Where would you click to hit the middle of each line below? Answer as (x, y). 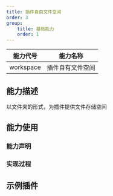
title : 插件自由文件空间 (34, 12)
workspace (25, 67)
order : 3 (17, 18)
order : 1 (28, 34)
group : (15, 23)
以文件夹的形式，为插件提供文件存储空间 (56, 106)
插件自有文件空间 (71, 68)
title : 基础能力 (36, 29)
